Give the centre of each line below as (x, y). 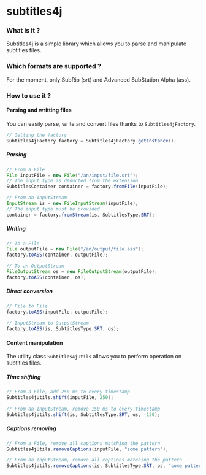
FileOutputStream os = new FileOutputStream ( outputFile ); (82, 272)
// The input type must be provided (53, 209)
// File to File (27, 306)
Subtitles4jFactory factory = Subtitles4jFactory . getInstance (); (91, 141)
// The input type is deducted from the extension (72, 181)
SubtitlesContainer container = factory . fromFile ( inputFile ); (87, 187)
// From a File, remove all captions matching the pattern (83, 443)
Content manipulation (35, 342)
